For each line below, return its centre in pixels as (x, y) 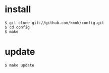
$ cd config (17, 27)
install (18, 9)
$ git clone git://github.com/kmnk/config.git (54, 23)
